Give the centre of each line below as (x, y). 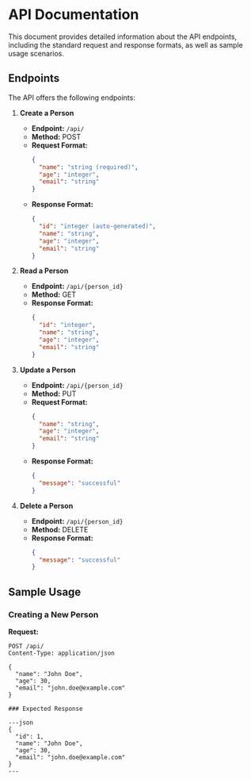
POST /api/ (26, 646)
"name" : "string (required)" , (88, 167)
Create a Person (47, 113)
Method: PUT (54, 394)
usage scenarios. (36, 53)
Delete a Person (46, 505)
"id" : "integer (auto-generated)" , (97, 226)
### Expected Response (46, 709)
